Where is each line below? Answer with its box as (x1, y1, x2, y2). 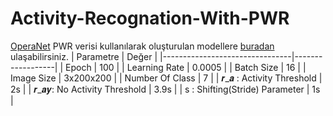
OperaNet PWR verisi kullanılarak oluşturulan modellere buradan (10, 40, 275, 52)
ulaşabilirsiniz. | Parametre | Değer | (10, 50, 158, 62)
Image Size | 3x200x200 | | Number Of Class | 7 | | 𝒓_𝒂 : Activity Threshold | (10, 72, 323, 84)
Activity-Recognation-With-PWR (10, 7, 290, 30)
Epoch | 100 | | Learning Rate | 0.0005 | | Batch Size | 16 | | (65, 61, 307, 73)
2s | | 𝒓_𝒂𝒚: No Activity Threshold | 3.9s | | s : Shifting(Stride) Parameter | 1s (10, 83, 321, 95)
